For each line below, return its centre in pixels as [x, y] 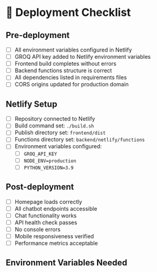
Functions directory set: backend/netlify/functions [80, 140]
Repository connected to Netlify [55, 119]
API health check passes [46, 222]
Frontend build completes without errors [66, 64]
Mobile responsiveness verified [54, 236]
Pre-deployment [38, 35]
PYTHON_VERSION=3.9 [49, 168]
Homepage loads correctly [48, 202]
